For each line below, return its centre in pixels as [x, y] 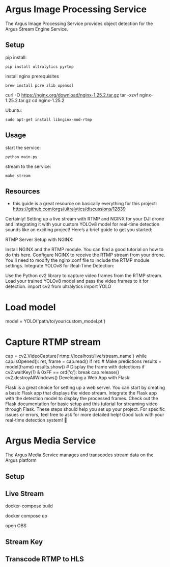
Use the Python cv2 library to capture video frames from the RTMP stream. [84, 276]
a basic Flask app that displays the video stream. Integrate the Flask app [81, 393]
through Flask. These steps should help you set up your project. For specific [85, 409]
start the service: [23, 147]
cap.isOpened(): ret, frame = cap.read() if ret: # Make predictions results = [83, 361]
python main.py [21, 157]
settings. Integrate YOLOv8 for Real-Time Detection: [60, 266]
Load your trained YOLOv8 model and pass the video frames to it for [77, 281]
